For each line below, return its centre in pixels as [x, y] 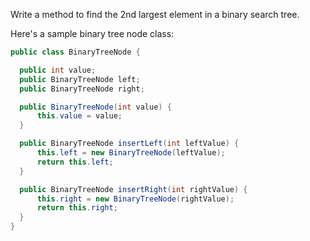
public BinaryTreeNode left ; [80, 79]
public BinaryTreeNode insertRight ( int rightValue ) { [133, 189]
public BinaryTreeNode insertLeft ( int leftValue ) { [129, 144]
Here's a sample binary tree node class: [92, 33]
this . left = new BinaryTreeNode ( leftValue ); [131, 153]
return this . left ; [75, 162]
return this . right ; [77, 208]
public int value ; [58, 70]
